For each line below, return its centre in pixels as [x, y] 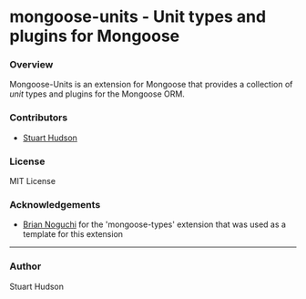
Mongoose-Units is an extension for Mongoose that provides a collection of [151, 85]
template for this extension [73, 234]
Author [25, 266]
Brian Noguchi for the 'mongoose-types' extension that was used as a [154, 224]
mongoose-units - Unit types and [138, 17]
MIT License [33, 181]
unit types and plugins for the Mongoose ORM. [97, 94]
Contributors [39, 118]
